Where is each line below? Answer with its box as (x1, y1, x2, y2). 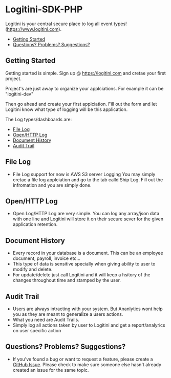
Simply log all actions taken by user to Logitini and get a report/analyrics (12, 322, 165, 328)
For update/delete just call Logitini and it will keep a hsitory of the (12, 272, 151, 278)
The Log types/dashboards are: (5, 116, 72, 122)
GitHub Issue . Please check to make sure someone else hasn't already (12, 361, 162, 368)
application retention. (12, 221, 58, 228)
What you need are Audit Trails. (12, 317, 79, 323)
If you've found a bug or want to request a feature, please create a (12, 356, 153, 362)
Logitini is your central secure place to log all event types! (5, 21, 127, 27)
